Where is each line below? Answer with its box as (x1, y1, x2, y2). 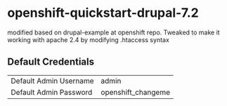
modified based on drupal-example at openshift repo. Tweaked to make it (7, 28, 220, 37)
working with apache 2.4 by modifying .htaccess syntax (7, 35, 170, 44)
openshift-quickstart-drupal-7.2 (7, 5, 199, 21)
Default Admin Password (11, 87, 93, 97)
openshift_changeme (100, 87, 171, 97)
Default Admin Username (11, 76, 94, 86)
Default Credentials (7, 56, 95, 68)
